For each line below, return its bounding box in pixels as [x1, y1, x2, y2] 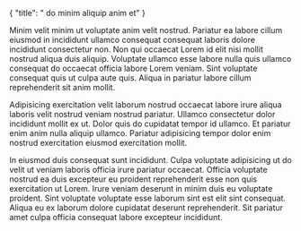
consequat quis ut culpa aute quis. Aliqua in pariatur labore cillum [9, 73, 252, 83]
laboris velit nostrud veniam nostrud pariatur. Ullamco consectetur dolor [9, 109, 276, 119]
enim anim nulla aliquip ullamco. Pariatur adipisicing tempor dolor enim [9, 128, 271, 138]
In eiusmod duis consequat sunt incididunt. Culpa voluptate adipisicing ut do [9, 155, 292, 165]
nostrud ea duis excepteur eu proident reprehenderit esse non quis [9, 174, 258, 184]
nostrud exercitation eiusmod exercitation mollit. [9, 138, 188, 148]
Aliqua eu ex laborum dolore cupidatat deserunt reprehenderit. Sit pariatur [9, 202, 284, 213]
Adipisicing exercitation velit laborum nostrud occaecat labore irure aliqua [9, 99, 282, 110]
